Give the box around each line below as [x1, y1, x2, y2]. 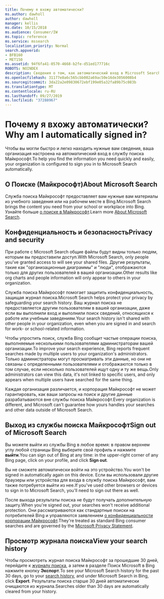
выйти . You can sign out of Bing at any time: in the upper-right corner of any [5, 452, 159, 458]
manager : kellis [5, 21, 38, 26]
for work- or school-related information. [5, 326, 85, 331]
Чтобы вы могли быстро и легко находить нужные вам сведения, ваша [5, 145, 154, 151]
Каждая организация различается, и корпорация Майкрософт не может [5, 386, 156, 392]
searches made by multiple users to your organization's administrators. [5, 351, 148, 356]
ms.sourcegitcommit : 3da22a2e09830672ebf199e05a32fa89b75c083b [5, 80, 137, 84]
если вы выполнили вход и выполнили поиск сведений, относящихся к [5, 310, 154, 316]
